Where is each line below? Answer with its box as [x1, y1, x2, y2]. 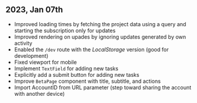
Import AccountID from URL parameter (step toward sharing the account [14, 83, 192, 91]
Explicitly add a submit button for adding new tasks [14, 71, 140, 78]
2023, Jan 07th [5, 5, 63, 15]
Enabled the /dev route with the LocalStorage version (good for [14, 46, 169, 53]
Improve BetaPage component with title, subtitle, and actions [14, 77, 161, 85]
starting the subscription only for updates [14, 27, 116, 34]
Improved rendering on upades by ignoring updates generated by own [14, 33, 186, 40]
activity [14, 39, 33, 46]
